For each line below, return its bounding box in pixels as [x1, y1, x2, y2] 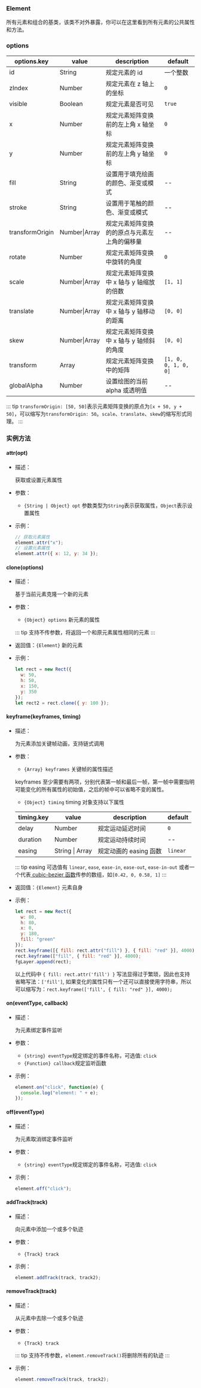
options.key [14, 57, 49, 65]
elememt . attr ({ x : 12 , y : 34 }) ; [14, 551, 99, 557]
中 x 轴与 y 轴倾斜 [105, 336, 156, 345]
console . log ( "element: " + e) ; [20, 1089, 99, 1096]
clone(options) [6, 564, 44, 571]
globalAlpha [9, 381, 43, 389]
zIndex [9, 84, 29, 92]
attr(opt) [6, 449, 28, 457]
